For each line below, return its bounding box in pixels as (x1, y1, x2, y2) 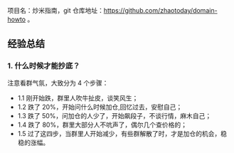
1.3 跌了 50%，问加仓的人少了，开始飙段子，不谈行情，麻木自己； (17, 111, 212, 120)
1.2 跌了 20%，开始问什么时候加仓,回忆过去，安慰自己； (17, 102, 183, 111)
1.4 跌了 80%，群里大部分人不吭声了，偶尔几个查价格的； (17, 120, 187, 129)
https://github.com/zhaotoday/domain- (103, 6, 218, 14)
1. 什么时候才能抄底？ (7, 61, 80, 71)
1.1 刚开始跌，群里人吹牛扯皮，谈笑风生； (17, 93, 139, 102)
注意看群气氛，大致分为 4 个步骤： (7, 78, 109, 87)
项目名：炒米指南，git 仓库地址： (7, 6, 105, 14)
